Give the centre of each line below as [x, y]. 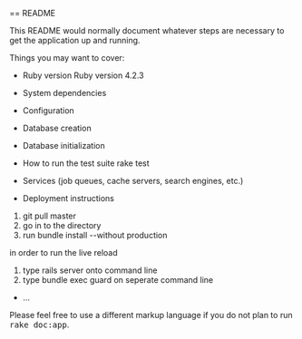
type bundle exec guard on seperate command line [118, 280]
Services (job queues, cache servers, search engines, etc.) [133, 181]
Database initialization [64, 145]
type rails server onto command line [90, 270]
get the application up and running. [75, 40]
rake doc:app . [39, 324]
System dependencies [64, 93]
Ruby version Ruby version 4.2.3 [83, 75]
